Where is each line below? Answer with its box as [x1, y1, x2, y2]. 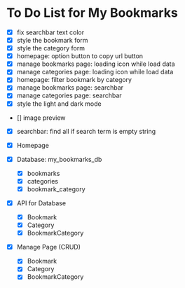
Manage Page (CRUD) [16, 243, 81, 252]
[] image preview [16, 114, 66, 122]
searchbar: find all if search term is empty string [16, 127, 156, 135]
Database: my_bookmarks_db [16, 155, 102, 163]
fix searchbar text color [16, 28, 85, 36]
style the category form [16, 44, 85, 53]
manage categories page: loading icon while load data [16, 68, 174, 76]
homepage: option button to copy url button [16, 52, 144, 60]
